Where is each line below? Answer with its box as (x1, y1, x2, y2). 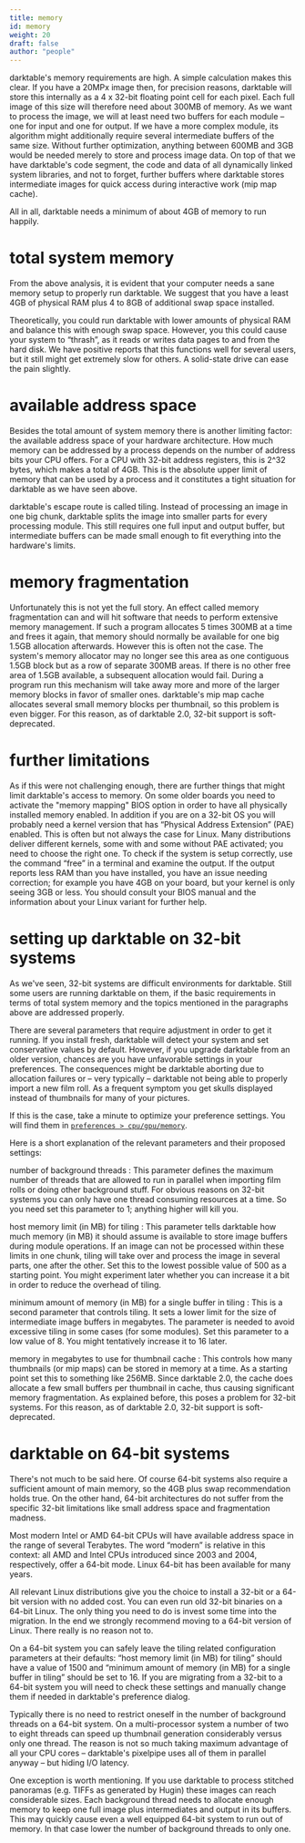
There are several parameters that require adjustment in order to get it (9, 1024, 272, 1035)
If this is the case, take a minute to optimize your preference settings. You (9, 1109, 286, 1121)
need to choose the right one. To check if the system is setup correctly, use (9, 848, 293, 859)
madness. (9, 1512, 46, 1523)
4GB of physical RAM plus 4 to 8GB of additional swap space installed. (9, 297, 275, 308)
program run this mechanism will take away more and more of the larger (9, 679, 280, 690)
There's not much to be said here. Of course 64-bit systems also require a (9, 1473, 289, 1484)
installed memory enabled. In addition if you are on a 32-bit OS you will (9, 808, 276, 820)
